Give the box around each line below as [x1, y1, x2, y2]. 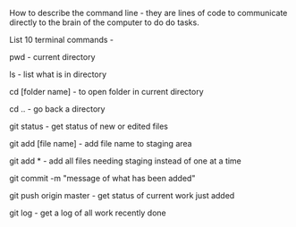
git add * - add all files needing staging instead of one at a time [9, 156, 241, 166]
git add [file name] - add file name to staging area [9, 139, 192, 148]
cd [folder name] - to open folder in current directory [9, 87, 204, 97]
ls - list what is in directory [9, 69, 107, 80]
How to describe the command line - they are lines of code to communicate [9, 8, 288, 18]
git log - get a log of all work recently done [9, 207, 167, 218]
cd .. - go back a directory [9, 104, 106, 114]
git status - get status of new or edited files [9, 121, 168, 131]
